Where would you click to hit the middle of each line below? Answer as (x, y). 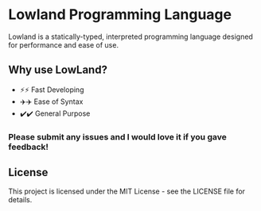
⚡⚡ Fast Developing (52, 90)
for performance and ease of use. (64, 44)
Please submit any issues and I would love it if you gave (117, 136)
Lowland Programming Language (120, 15)
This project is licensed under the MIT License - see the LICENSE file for (127, 191)
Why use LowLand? (58, 70)
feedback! (29, 147)
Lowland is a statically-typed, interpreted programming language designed (130, 36)
